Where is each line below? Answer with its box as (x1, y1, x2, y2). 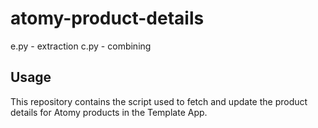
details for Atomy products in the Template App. (10, 106, 208, 118)
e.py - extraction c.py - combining (10, 40, 152, 52)
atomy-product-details (10, 7, 205, 30)
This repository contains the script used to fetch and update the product (10, 95, 308, 107)
